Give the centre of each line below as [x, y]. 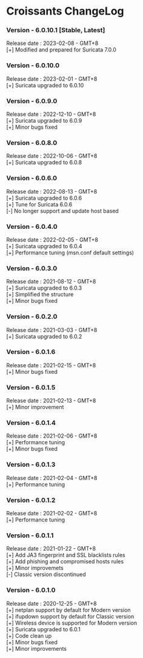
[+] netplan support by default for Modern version [69, 610]
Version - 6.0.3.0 [32, 268]
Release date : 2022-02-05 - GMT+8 [52, 239]
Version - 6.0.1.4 [31, 423]
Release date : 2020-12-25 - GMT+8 [52, 603]
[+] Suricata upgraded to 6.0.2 [44, 336]
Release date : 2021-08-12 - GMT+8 [51, 282]
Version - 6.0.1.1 [30, 535]
